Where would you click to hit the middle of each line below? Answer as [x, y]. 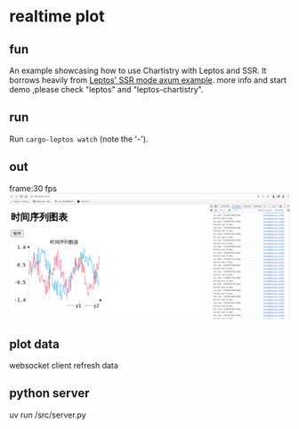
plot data [34, 344]
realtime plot [57, 16]
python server [50, 393]
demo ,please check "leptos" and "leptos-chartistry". [106, 89]
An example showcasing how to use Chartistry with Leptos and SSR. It [138, 70]
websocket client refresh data [64, 366]
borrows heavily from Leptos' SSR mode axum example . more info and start [148, 80]
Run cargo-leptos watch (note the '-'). [79, 139]
